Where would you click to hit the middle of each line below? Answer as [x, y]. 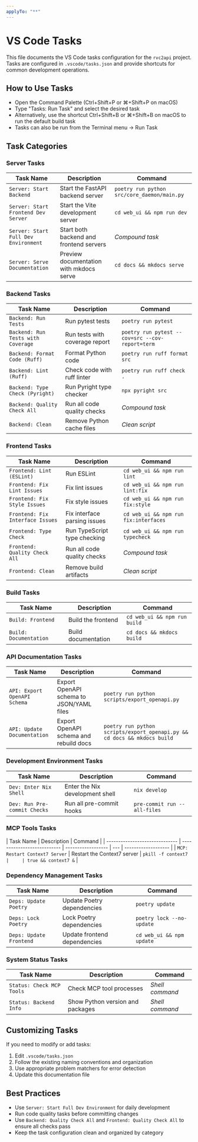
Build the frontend [93, 620]
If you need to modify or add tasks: [49, 1045]
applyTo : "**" [24, 12]
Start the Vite [78, 206]
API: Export [26, 691]
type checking [85, 538]
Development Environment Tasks [55, 761]
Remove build [84, 567]
